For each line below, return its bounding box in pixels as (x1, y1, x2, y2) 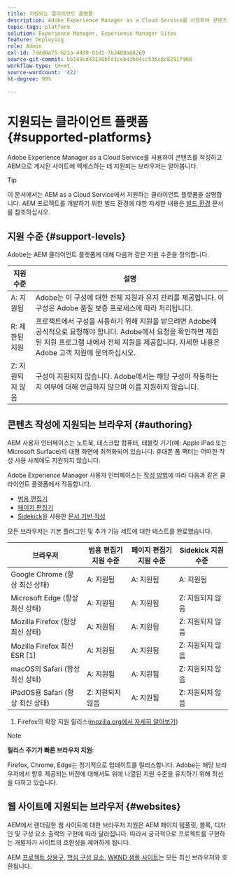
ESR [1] (10, 650, 36, 660)
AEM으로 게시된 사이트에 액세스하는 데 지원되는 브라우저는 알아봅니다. (7, 162, 198, 170)
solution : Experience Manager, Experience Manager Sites (7, 29, 177, 37)
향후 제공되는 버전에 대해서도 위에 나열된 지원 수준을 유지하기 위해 (31, 769, 211, 778)
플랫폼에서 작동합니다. (31, 479, 92, 488)
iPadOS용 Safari (10, 687, 63, 697)
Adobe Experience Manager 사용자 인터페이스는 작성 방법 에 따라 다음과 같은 (7, 471, 219, 479)
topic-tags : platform (7, 23, 71, 30)
